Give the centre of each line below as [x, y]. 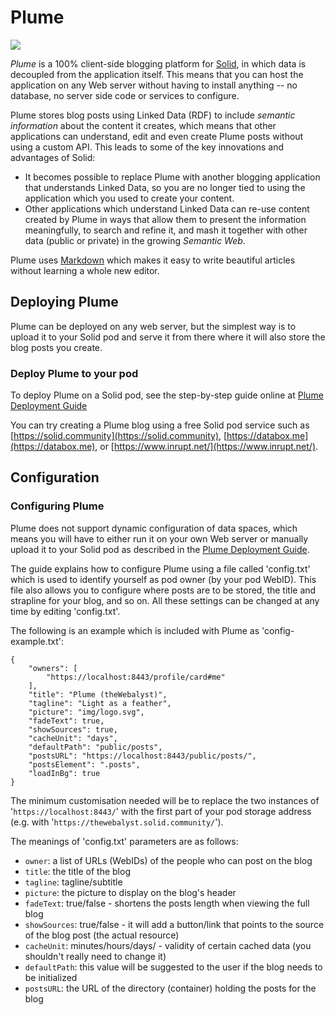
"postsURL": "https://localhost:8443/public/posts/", [142, 756]
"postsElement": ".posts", [84, 764]
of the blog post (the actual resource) [102, 935]
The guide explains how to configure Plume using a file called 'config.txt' [160, 568]
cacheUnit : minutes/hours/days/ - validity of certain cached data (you [168, 945]
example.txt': [37, 641]
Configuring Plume [57, 506]
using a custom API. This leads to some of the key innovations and [147, 147]
